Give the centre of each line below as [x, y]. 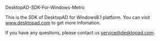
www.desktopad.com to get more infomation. [53, 23]
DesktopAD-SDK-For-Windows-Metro [45, 7]
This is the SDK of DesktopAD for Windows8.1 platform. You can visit [78, 17]
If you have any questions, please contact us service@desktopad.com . [80, 33]
